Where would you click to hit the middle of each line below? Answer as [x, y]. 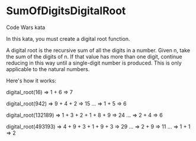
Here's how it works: [31, 81]
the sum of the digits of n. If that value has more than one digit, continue [94, 56]
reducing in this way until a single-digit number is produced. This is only [94, 63]
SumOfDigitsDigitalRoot [66, 11]
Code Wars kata [26, 27]
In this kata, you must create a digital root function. [68, 39]
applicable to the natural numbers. [48, 69]
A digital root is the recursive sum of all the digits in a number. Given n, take [98, 50]
